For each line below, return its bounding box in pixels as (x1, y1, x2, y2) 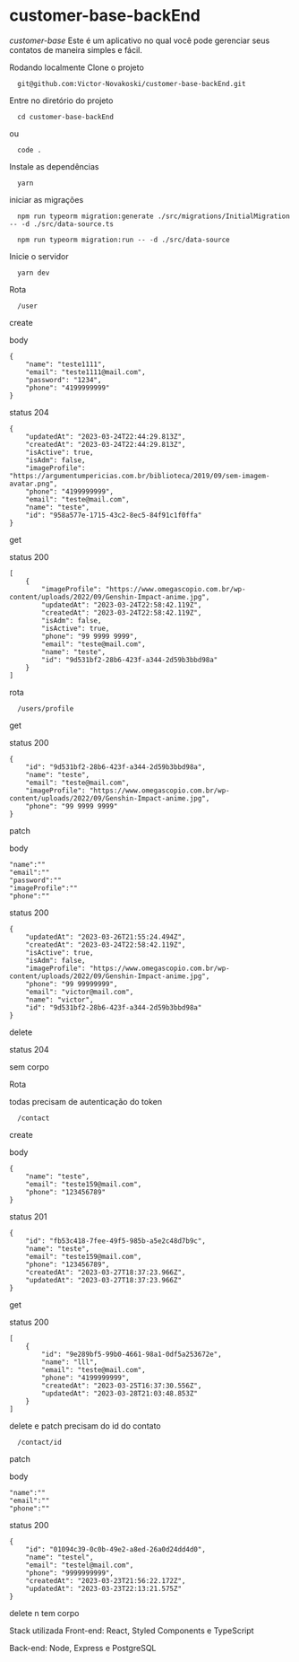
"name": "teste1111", (25, 360, 106, 369)
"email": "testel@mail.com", (25, 1561, 134, 1570)
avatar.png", (9, 479, 58, 488)
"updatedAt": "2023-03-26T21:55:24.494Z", (25, 932, 186, 941)
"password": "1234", (25, 375, 102, 384)
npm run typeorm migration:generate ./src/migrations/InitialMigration (17, 212, 291, 221)
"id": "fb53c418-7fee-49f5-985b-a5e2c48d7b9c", (25, 1236, 206, 1246)
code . (17, 145, 42, 154)
